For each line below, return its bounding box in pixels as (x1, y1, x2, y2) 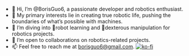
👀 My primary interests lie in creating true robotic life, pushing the (11, 12, 171, 19)
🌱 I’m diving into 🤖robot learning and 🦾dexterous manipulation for (11, 24, 171, 31)
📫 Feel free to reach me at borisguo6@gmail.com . (11, 43, 135, 50)
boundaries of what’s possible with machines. (11, 18, 123, 24)
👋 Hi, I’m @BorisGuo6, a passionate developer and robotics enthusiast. (11, 6, 184, 12)
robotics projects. (11, 30, 55, 37)
